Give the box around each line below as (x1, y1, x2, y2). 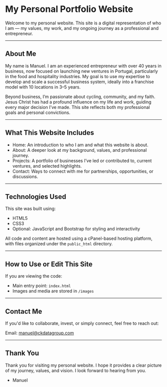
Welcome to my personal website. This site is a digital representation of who (5, 20, 162, 26)
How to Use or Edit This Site (5, 260, 93, 268)
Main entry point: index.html (12, 283, 71, 289)
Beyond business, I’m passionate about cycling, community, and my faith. (5, 94, 156, 99)
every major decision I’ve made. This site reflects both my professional (5, 104, 150, 110)
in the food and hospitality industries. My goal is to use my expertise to (5, 73, 151, 79)
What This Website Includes (5, 128, 94, 137)
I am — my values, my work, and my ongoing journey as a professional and (5, 25, 159, 31)
